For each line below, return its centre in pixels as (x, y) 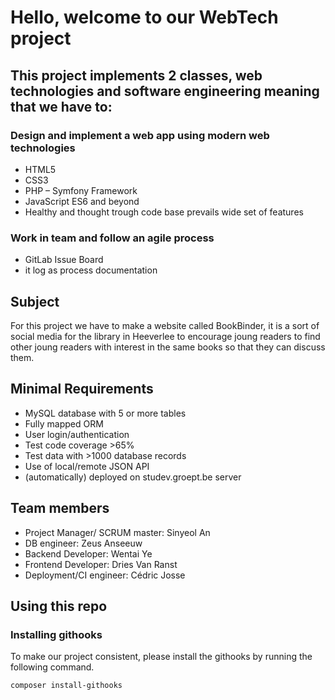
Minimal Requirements (82, 389)
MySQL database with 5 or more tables (105, 413)
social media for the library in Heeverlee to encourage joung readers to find (165, 336)
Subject (35, 301)
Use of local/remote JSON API (87, 466)
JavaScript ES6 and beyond (82, 201)
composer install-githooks (66, 686)
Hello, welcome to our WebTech (144, 17)
